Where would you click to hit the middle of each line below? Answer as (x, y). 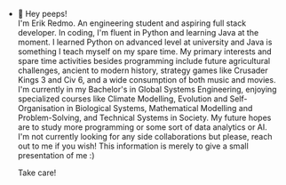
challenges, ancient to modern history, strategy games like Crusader (143, 70)
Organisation (41, 108)
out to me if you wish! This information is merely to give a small (133, 146)
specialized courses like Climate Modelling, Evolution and (123, 99)
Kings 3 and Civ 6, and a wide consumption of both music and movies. (147, 80)
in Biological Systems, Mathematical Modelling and (159, 108)
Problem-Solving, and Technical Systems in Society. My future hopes (144, 117)
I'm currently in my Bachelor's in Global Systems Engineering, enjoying (147, 89)
